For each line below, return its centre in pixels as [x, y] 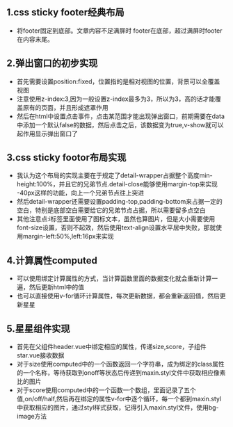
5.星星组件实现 [38, 329]
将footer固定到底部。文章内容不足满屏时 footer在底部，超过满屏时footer [120, 31]
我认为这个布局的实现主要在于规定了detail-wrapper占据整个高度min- [114, 175]
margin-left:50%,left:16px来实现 [68, 236]
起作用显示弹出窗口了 [47, 134]
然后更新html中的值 [57, 287]
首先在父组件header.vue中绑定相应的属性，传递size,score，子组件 [111, 347]
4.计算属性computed [52, 260]
